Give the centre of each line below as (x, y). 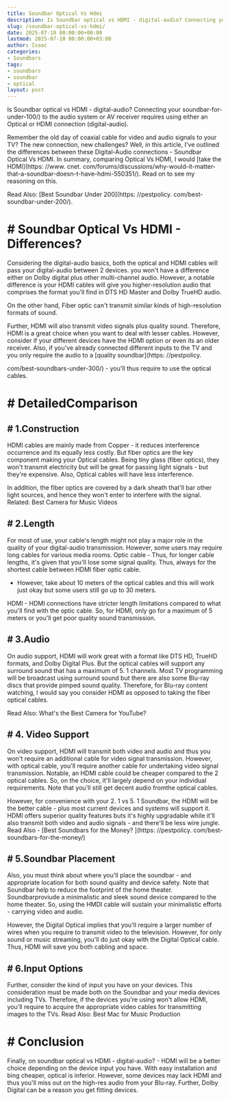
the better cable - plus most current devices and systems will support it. (108, 808)
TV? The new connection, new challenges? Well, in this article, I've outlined (113, 145)
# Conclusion (46, 1042)
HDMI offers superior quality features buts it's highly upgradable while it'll (111, 815)
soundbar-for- (202, 110)
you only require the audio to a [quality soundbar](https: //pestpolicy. (104, 355)
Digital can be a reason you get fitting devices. (73, 1090)
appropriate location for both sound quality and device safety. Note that (108, 883)
